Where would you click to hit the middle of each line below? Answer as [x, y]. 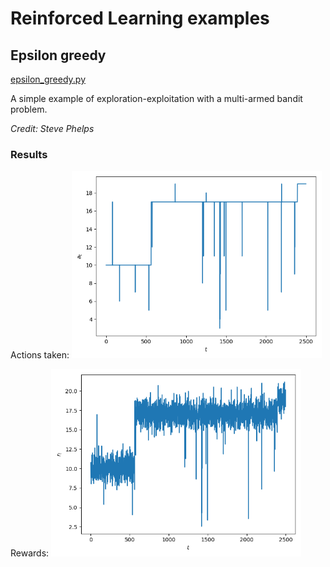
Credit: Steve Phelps [52, 128]
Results [29, 154]
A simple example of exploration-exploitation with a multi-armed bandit [156, 98]
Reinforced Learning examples [140, 18]
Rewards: [30, 553]
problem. [29, 109]
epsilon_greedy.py [48, 79]
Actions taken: [40, 355]
